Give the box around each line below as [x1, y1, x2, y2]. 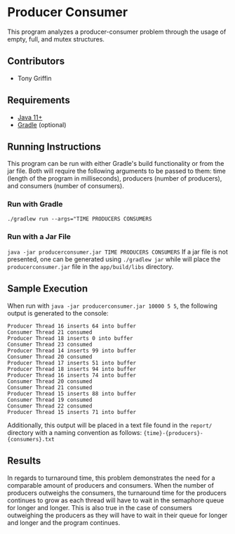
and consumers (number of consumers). [7, 182, 124, 190]
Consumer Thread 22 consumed [7, 402, 93, 410]
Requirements [7, 94, 70, 106]
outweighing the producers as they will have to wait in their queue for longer [7, 511, 228, 519]
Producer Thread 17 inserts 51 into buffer [7, 359, 137, 366]
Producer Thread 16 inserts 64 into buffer [7, 323, 137, 330]
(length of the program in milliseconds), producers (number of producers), [7, 174, 222, 183]
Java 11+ [17, 113, 43, 122]
